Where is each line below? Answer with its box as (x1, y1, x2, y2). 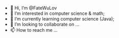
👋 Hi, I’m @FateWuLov (10, 5, 57, 11)
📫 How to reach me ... (10, 27, 58, 33)
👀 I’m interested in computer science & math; (10, 10, 105, 16)
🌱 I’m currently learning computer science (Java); (10, 16, 115, 22)
